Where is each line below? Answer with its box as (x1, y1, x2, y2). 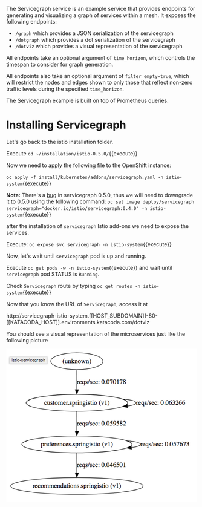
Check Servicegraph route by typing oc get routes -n (6, 282, 141, 289)
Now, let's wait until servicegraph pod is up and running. (6, 252, 146, 260)
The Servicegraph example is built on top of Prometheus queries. (6, 97, 169, 104)
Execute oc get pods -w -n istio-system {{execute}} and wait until (6, 264, 172, 271)
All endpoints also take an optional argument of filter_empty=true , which (6, 73, 189, 79)
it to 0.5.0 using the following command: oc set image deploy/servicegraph (6, 198, 195, 205)
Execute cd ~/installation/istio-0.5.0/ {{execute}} (6, 149, 138, 157)
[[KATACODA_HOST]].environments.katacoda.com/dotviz (6, 318, 150, 325)
